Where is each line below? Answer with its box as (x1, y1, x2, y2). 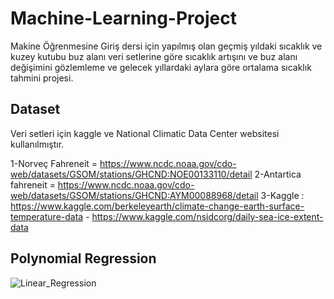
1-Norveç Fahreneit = (10, 157, 98, 169)
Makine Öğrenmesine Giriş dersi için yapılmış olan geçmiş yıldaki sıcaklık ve (10, 40, 323, 52)
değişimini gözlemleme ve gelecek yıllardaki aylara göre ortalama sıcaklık (10, 61, 312, 73)
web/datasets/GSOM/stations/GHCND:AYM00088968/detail (10, 189, 259, 201)
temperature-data (10, 210, 84, 222)
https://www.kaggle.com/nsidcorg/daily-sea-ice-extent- (91, 210, 324, 222)
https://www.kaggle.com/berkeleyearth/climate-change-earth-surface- (10, 200, 305, 212)
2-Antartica (254, 168, 302, 180)
